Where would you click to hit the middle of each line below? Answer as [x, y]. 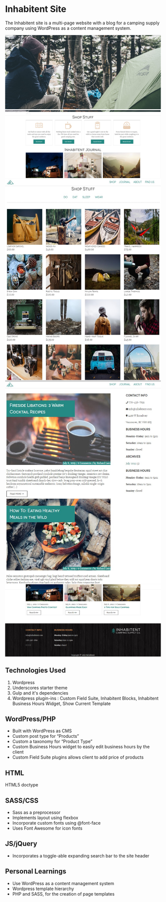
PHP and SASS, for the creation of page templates [63, 894]
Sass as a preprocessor [36, 813]
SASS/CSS [22, 801]
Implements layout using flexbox [45, 818]
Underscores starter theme [40, 688]
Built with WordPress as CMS [42, 731]
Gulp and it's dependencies [40, 693]
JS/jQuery [21, 844]
